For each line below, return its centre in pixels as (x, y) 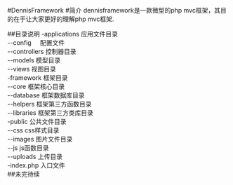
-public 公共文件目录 (37, 122)
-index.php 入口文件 (36, 165)
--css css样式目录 (33, 130)
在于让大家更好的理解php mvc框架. (64, 19)
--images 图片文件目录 (40, 139)
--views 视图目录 (32, 69)
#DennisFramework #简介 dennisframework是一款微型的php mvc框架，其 (114, 10)
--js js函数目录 (28, 148)
